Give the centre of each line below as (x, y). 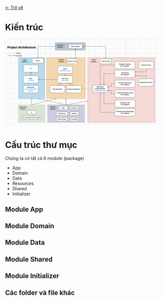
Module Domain (30, 226)
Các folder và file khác (40, 292)
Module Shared (29, 259)
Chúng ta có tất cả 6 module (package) (45, 158)
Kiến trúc (24, 27)
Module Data (25, 243)
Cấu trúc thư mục (41, 145)
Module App (24, 209)
